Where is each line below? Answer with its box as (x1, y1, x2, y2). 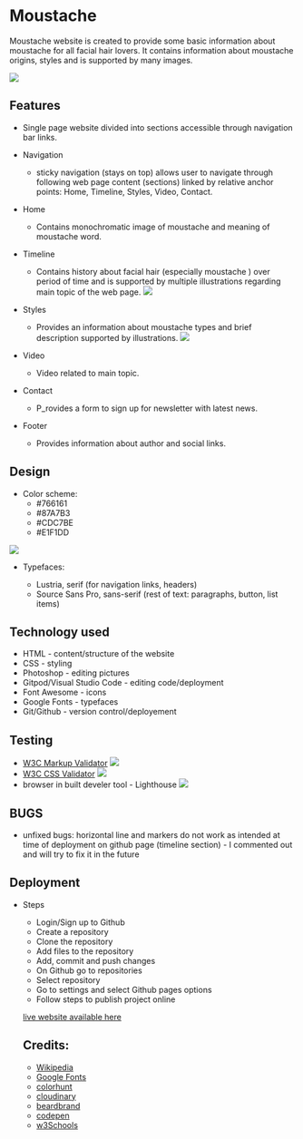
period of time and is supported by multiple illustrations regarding (35, 276, 281, 287)
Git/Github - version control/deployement (22, 706, 177, 717)
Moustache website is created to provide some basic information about (9, 35, 276, 46)
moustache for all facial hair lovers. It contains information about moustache (9, 44, 294, 55)
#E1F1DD (35, 527, 70, 538)
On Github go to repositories (35, 965, 142, 976)
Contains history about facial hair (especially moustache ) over (35, 266, 270, 277)
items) (35, 598, 61, 608)
